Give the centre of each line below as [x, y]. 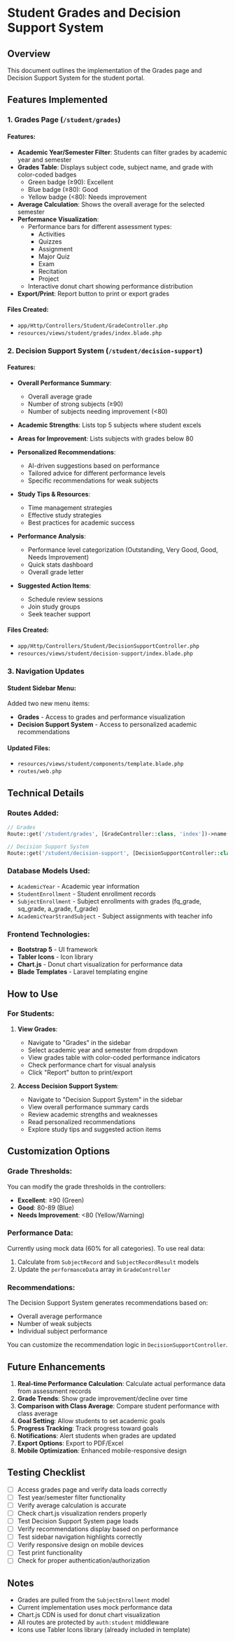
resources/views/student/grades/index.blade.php [90, 333]
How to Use [33, 993]
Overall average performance [60, 1316]
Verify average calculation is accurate [72, 1505]
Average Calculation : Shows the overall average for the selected [111, 204]
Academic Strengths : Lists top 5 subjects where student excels [109, 424]
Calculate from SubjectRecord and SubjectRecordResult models [108, 1261]
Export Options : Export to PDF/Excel [70, 1443]
